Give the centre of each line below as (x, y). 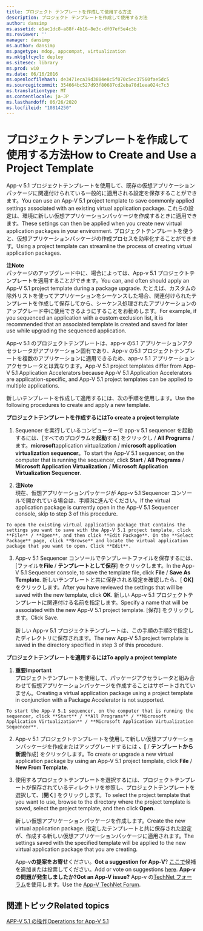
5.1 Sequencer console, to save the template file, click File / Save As (105, 573)
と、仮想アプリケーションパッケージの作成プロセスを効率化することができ (99, 239)
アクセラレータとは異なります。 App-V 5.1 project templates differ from (94, 366)
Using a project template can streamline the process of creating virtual (104, 246)
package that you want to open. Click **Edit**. (69, 546)
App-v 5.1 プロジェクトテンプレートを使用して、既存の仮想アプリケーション (101, 186)
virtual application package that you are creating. (76, 849)
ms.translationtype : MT (36, 91)
